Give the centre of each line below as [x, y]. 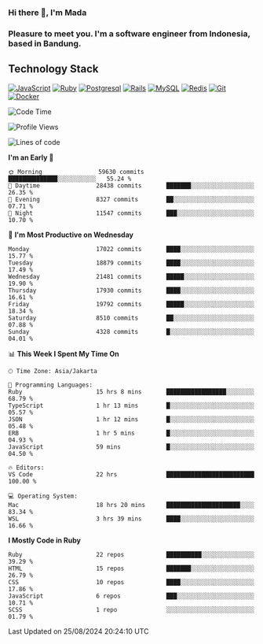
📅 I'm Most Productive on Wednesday [71, 235]
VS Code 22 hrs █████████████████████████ [131, 474]
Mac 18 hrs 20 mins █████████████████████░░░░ [131, 505]
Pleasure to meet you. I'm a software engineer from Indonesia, [129, 33]
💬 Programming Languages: [50, 385]
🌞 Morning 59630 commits [76, 172]
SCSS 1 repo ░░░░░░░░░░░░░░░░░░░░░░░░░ [131, 609]
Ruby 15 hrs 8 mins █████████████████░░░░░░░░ [131, 392]
